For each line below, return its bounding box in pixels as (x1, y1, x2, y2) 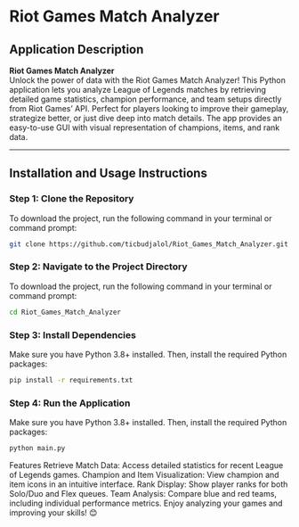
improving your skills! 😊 (9, 507, 98, 518)
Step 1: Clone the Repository (9, 193, 134, 205)
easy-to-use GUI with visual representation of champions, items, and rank (9, 122, 280, 133)
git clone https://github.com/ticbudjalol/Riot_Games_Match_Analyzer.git (9, 239, 289, 249)
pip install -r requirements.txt (9, 376, 133, 385)
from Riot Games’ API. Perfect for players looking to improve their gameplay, (9, 103, 289, 113)
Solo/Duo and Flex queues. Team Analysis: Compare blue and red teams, (9, 489, 278, 499)
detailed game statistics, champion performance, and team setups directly (9, 94, 282, 104)
